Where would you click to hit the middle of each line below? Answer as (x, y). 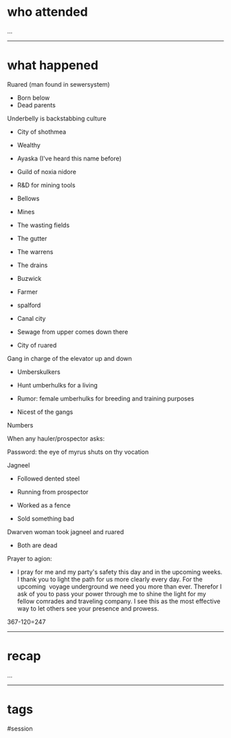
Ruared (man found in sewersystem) (58, 84)
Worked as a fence (44, 505)
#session (20, 728)
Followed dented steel (48, 478)
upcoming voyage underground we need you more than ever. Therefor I (119, 587)
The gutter (32, 238)
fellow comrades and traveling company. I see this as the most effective (119, 601)
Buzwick (29, 278)
